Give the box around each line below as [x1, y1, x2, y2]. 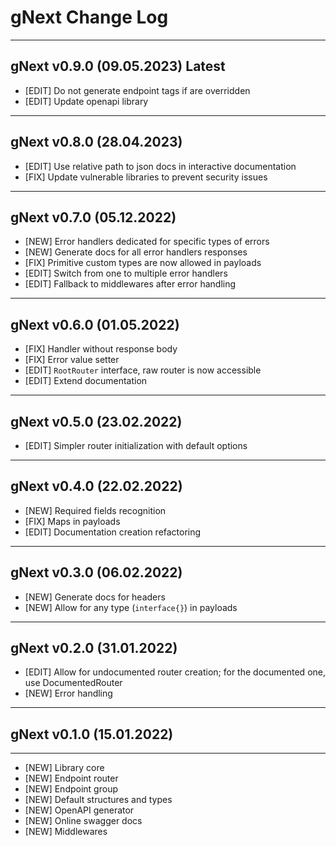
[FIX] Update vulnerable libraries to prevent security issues [24, 171, 268, 183]
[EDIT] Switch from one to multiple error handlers [24, 267, 228, 280]
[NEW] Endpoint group [24, 783, 118, 795]
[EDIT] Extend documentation [24, 375, 148, 387]
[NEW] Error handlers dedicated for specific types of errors [24, 236, 270, 248]
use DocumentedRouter [24, 677, 123, 689]
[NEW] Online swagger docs [24, 815, 143, 827]
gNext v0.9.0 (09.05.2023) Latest [10, 58, 226, 75]
